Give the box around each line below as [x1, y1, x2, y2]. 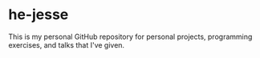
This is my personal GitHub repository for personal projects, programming [8, 32, 253, 41]
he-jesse [8, 6, 69, 24]
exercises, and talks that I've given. [8, 40, 125, 49]
